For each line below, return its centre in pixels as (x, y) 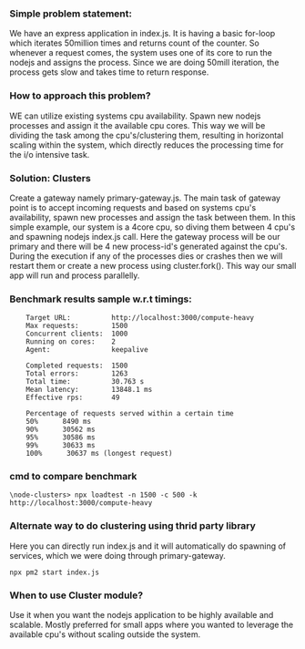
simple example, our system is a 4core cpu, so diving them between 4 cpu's (152, 227)
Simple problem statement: (71, 14)
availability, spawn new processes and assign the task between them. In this (152, 217)
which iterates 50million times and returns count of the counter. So (134, 43)
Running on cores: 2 (71, 342)
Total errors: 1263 (77, 374)
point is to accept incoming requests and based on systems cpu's (133, 207)
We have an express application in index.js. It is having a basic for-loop (142, 34)
